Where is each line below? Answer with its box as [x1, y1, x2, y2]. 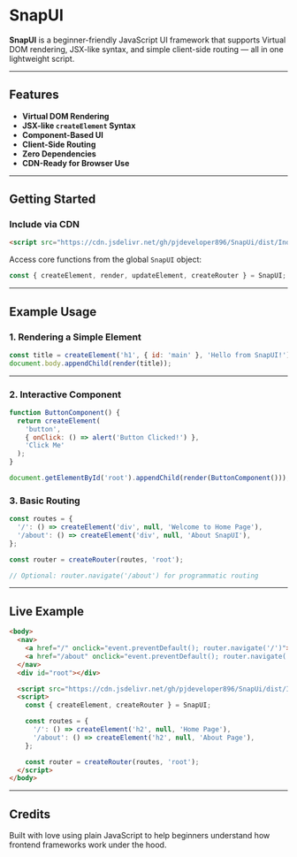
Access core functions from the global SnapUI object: [9, 254, 202, 265]
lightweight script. [9, 53, 75, 64]
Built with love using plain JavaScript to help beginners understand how [9, 830, 270, 841]
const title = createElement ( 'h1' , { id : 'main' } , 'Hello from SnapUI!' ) [9, 350, 291, 359]
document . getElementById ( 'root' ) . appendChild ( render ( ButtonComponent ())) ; [9, 474, 291, 483]
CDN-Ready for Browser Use [21, 157, 130, 168]
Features [9, 88, 59, 103]
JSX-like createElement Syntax [21, 120, 136, 131]
